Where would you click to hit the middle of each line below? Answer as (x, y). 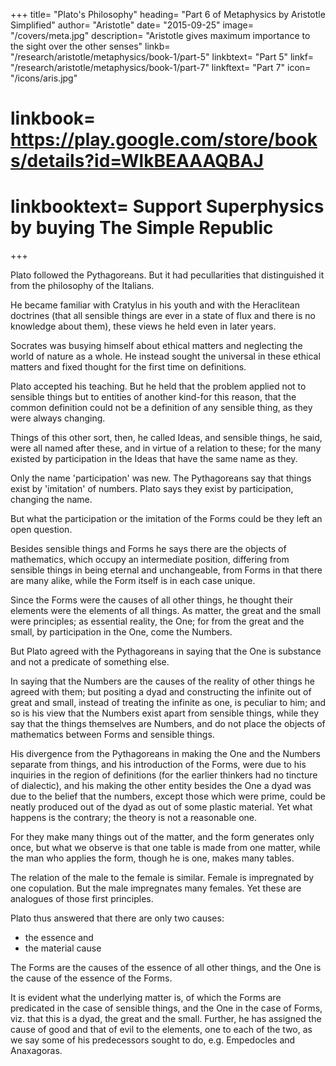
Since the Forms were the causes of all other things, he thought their (151, 600)
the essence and (59, 938)
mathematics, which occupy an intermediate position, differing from (150, 560)
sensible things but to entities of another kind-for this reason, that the (153, 397)
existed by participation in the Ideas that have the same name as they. (154, 459)
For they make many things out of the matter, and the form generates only (162, 837)
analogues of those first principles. (82, 899)
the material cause (63, 948)
